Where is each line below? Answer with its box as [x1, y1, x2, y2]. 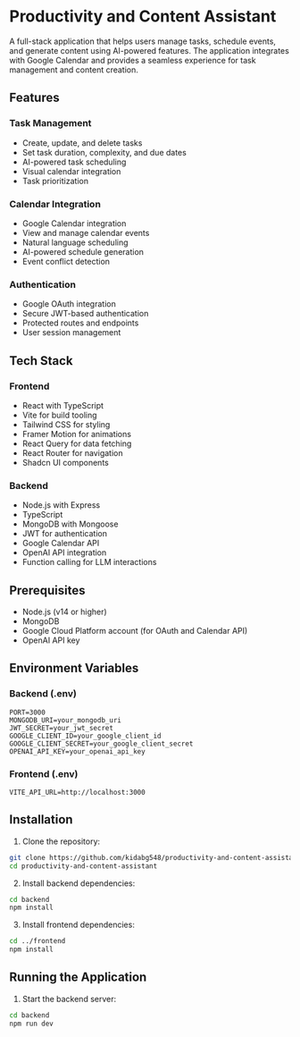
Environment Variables [9, 661, 139, 676]
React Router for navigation [21, 447, 123, 458]
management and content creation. [9, 64, 138, 75]
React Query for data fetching [21, 438, 132, 449]
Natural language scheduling [21, 237, 129, 248]
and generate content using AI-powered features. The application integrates [9, 45, 290, 55]
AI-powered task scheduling [21, 156, 127, 167]
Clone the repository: [21, 836, 101, 847]
